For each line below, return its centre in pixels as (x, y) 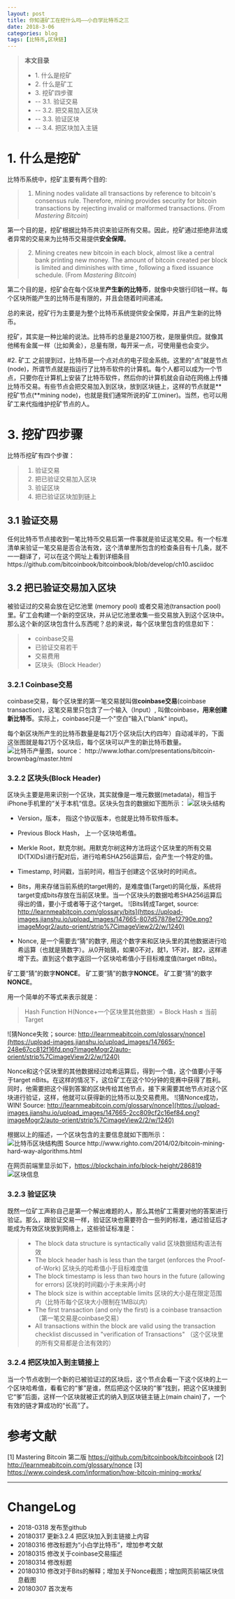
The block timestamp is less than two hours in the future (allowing (130, 1276)
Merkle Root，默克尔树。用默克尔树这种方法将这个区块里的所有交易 (114, 848)
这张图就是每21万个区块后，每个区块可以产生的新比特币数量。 (96, 742)
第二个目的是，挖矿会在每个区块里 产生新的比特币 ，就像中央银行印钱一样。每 (117, 289)
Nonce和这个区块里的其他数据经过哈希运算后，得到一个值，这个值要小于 (112, 1071)
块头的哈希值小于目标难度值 (109, 1268)
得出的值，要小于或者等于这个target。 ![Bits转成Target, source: (108, 904)
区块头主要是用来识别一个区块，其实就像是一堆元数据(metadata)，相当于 (112, 795)
